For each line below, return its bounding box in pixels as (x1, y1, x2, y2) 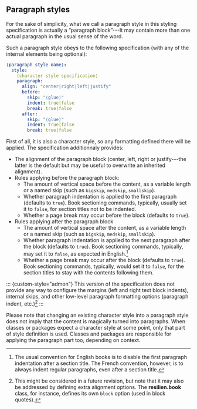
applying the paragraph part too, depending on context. (6, 336, 141, 343)
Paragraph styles (6, 5, 70, 15)
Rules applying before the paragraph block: (14, 175, 120, 182)
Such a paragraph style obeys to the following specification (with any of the (6, 44, 189, 51)
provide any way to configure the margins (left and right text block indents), (6, 286, 189, 293)
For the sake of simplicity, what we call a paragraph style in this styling (6, 20, 177, 27)
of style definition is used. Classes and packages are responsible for (6, 330, 172, 337)
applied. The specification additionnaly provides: (6, 144, 124, 152)
